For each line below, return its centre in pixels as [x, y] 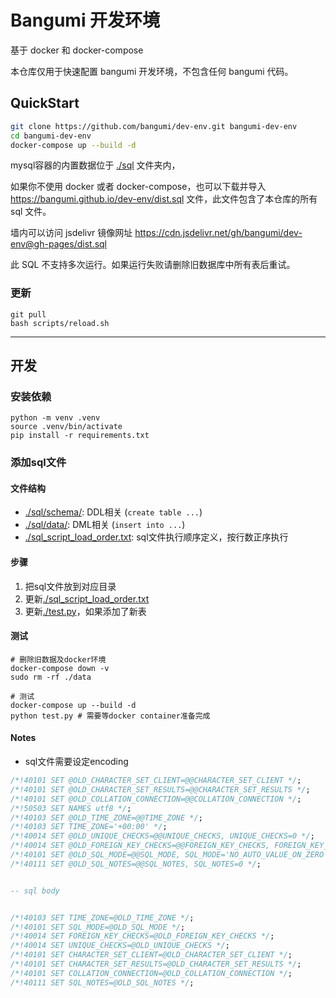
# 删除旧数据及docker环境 [58, 659]
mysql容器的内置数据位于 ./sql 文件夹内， [95, 165]
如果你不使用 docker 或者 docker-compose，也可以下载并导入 [138, 187]
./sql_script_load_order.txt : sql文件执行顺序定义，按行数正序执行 [156, 537]
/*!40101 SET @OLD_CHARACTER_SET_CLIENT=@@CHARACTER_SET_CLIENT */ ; [156, 781]
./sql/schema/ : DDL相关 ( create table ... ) [113, 512]
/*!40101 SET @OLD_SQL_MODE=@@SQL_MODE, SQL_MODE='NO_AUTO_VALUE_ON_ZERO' [169, 855]
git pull [28, 314]
